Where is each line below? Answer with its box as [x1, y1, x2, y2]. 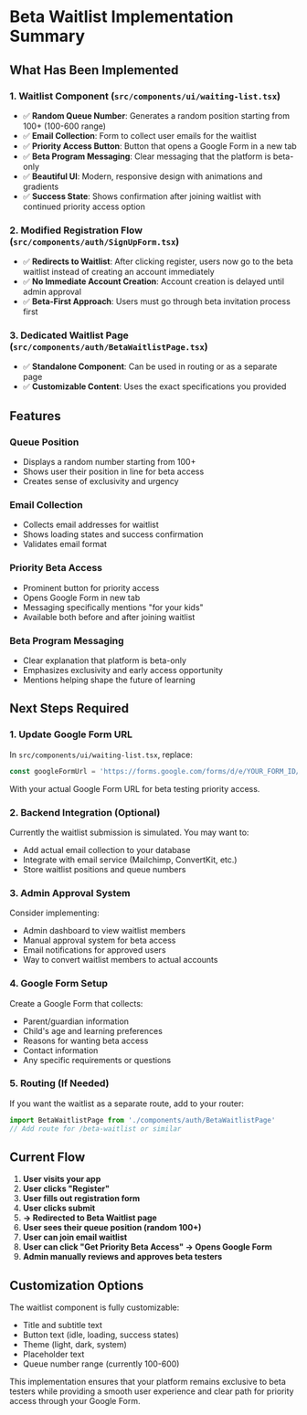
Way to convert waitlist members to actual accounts [22, 955, 218, 966]
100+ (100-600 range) [22, 121, 107, 132]
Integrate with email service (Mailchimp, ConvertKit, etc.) [22, 854, 238, 865]
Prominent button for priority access [22, 582, 160, 593]
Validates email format [22, 539, 108, 550]
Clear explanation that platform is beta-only [22, 655, 187, 666]
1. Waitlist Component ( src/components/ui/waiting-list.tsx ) [9, 90, 281, 102]
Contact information [22, 1044, 99, 1056]
